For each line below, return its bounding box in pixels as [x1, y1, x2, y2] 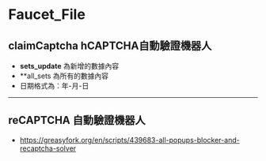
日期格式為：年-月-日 [19, 81, 89, 90]
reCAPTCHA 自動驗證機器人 [8, 114, 146, 127]
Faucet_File [8, 6, 85, 24]
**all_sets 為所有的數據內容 [19, 71, 109, 80]
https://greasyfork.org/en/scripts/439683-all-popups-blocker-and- [19, 135, 240, 144]
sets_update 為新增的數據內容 [19, 62, 120, 70]
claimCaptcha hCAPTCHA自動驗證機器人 [8, 39, 212, 52]
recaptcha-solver [19, 144, 77, 153]
